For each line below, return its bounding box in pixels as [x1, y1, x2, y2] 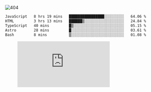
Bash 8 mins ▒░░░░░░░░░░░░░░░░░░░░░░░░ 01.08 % [5, 32, 147, 37]
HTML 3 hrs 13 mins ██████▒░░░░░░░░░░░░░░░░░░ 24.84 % [5, 19, 147, 23]
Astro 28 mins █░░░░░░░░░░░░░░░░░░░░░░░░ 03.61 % [5, 27, 147, 33]
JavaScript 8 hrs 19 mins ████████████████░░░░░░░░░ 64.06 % [5, 14, 147, 19]
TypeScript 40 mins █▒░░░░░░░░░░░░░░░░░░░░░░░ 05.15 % [5, 23, 147, 28]
